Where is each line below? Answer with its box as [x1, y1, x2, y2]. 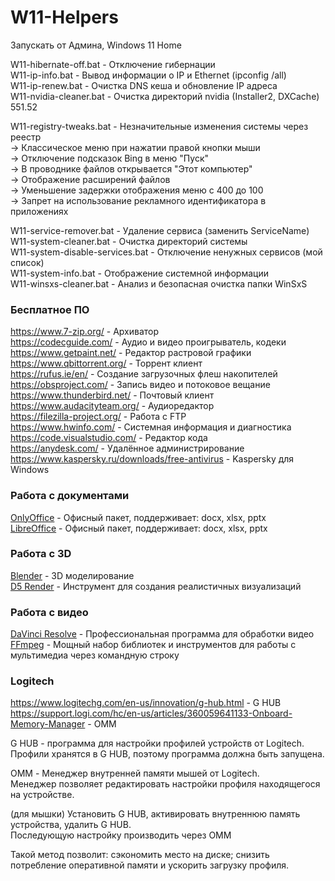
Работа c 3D [10, 547, 72, 561]
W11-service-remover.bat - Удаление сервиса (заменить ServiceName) [10, 224, 310, 236]
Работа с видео [10, 605, 89, 619]
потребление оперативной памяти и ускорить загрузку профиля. [10, 859, 290, 871]
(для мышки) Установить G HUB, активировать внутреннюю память [10, 808, 301, 820]
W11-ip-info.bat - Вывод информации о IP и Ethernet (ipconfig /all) [10, 69, 287, 81]
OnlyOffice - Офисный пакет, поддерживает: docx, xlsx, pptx [10, 511, 267, 523]
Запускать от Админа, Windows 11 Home [10, 39, 182, 51]
